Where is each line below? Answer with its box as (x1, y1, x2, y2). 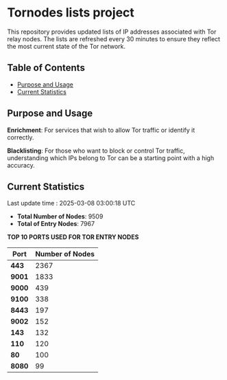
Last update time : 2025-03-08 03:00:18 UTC (7, 199, 136, 208)
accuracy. (7, 161, 36, 169)
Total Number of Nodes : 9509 (16, 212, 104, 221)
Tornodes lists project (7, 5, 135, 21)
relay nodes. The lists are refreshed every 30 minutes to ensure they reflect (7, 34, 221, 43)
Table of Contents (7, 62, 86, 74)
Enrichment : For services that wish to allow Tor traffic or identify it (7, 126, 195, 134)
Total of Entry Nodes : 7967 (16, 220, 95, 228)
